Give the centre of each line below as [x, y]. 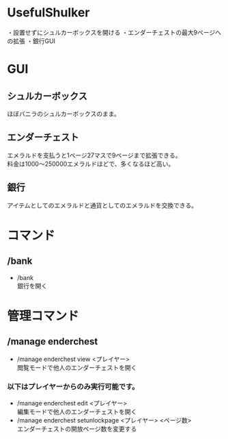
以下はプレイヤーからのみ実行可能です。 [73, 387]
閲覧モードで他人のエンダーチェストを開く [77, 367]
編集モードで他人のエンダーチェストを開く [77, 412]
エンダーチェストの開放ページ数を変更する [77, 429]
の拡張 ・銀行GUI [31, 41]
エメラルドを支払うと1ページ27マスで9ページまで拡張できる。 [94, 155]
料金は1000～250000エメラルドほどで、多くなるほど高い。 [91, 164]
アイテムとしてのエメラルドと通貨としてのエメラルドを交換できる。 [102, 205]
